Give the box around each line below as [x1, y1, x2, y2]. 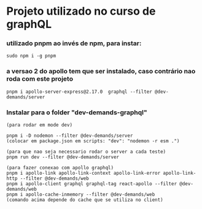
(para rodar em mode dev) [6, 122, 72, 128]
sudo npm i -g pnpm [6, 53, 56, 59]
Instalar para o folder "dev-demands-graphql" [6, 108, 147, 117]
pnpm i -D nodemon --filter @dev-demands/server [6, 133, 133, 139]
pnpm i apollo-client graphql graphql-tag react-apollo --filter [6, 181, 177, 187]
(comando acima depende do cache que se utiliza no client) [6, 197, 164, 203]
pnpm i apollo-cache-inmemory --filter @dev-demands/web [6, 191, 155, 198]
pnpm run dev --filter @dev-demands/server [6, 154, 120, 160]
